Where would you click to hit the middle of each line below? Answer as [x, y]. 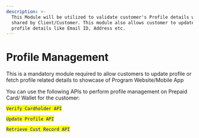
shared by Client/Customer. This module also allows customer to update [103, 23]
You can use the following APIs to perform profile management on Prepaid [97, 92]
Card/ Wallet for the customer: [43, 98]
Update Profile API [30, 119]
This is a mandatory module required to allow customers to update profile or [99, 74]
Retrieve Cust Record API [38, 130]
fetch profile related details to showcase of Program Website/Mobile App [95, 80]
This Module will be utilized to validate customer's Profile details [100, 17]
